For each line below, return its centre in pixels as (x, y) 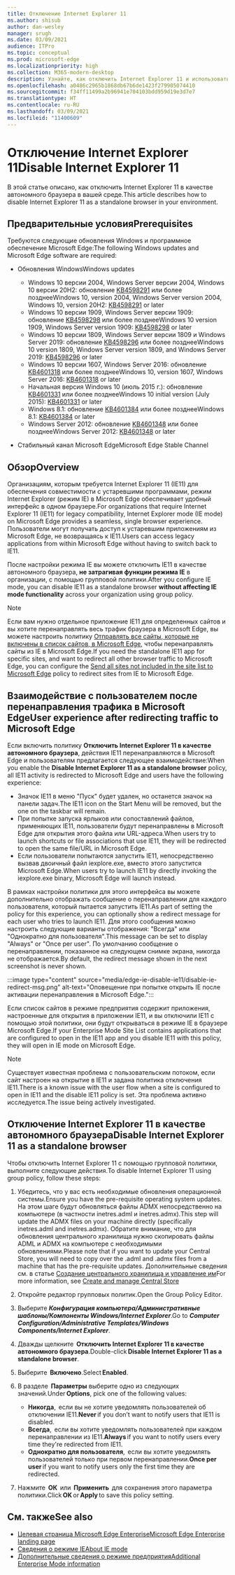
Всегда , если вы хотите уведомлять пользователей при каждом (125, 1429)
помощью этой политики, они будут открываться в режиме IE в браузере (117, 1023)
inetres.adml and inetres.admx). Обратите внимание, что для (107, 1229)
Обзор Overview (43, 467)
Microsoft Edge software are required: (62, 256)
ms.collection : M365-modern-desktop (60, 72)
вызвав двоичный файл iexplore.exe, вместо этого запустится (109, 863)
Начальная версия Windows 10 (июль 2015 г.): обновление (115, 387)
